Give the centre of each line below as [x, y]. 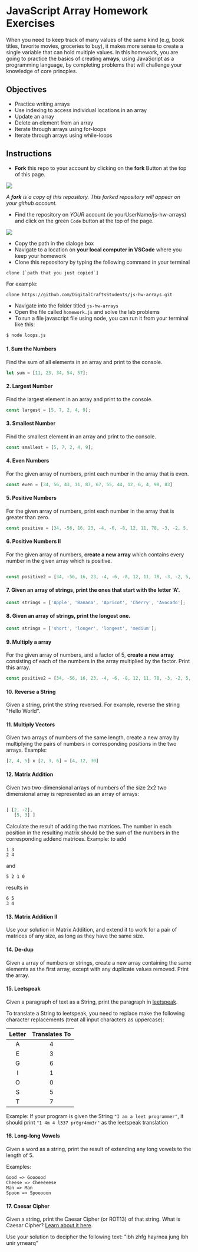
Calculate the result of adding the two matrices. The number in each [89, 827]
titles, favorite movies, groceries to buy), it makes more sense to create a [95, 46]
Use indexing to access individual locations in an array [81, 110]
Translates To [52, 1034]
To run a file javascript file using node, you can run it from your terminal [101, 318]
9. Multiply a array [29, 642]
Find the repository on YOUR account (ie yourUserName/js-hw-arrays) [100, 214]
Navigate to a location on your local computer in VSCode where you [98, 250]
